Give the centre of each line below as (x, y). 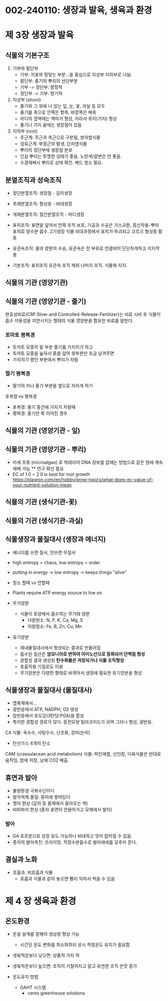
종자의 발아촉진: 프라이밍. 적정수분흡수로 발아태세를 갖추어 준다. (75, 842)
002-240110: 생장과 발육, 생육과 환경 (78, 10)
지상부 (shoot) (27, 100)
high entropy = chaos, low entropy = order (56, 562)
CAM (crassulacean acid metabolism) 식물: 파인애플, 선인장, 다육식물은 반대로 (83, 754)
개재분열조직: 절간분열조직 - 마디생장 (48, 214)
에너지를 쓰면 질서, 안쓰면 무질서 (44, 552)
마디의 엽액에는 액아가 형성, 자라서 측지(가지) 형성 (68, 119)
